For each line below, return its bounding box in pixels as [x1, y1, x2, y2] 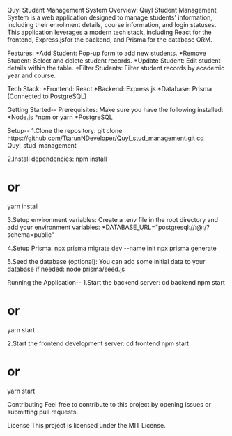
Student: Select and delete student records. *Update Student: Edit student [7, 56, 221, 65]
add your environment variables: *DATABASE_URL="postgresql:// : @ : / [7, 223, 207, 231]
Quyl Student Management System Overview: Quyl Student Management [7, 6, 217, 14]
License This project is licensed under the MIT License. [7, 421, 166, 429]
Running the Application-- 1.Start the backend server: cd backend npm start [7, 278, 225, 286]
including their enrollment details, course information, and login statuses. [7, 21, 217, 29]
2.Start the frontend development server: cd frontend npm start [7, 339, 190, 348]
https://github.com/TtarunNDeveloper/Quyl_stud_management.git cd [7, 134, 204, 142]
